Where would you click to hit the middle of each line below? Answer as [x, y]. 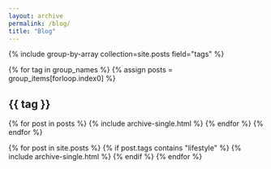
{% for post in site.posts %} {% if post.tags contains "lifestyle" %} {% [125, 148]
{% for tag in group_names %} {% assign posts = [90, 70]
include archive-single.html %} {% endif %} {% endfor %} [105, 157]
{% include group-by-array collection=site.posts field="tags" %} [116, 54]
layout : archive [36, 16]
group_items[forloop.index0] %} [62, 79]
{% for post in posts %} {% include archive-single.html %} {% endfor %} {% [136, 123]
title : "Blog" [32, 31]
